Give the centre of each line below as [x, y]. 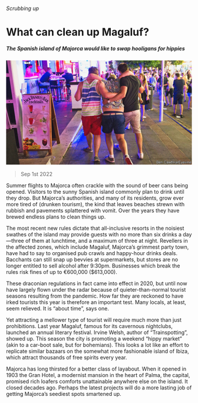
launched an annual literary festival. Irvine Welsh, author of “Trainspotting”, [97, 332]
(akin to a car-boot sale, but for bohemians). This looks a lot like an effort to [98, 345]
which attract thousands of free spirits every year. [67, 358]
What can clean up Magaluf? [77, 32]
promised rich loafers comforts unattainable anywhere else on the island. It [97, 381]
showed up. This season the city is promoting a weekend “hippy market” [94, 339]
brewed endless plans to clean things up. [56, 217]
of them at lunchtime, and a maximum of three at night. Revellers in [107, 241]
